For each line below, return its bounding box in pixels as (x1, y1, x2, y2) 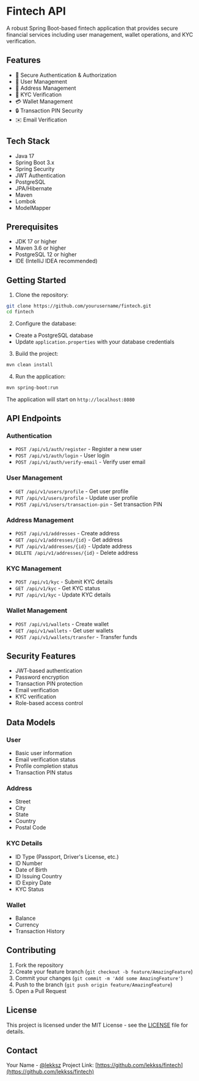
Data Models (6, 717, 56, 728)
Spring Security (15, 165, 55, 172)
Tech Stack (6, 136, 50, 146)
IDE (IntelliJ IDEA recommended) (15, 258, 98, 265)
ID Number (15, 859, 43, 867)
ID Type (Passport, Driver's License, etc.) (15, 853, 119, 860)
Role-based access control (15, 700, 84, 707)
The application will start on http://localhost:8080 (6, 396, 136, 403)
